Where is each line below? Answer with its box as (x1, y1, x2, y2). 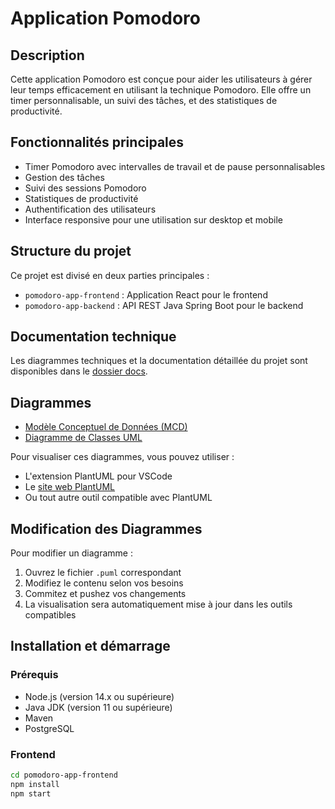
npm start (10, 788, 52, 799)
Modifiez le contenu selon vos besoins (24, 577, 184, 589)
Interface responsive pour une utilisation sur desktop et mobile (24, 213, 283, 226)
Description (10, 47, 85, 64)
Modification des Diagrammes (10, 520, 203, 537)
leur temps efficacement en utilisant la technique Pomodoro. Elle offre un (10, 84, 312, 96)
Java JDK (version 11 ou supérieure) (24, 701, 173, 713)
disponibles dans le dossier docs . (10, 365, 148, 377)
